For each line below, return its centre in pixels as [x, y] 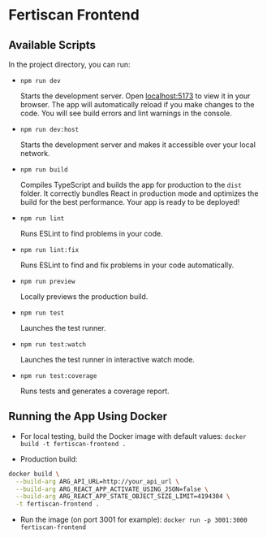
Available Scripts [52, 45]
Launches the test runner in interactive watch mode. [107, 360]
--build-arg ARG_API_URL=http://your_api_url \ [98, 481]
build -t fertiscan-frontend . [73, 444]
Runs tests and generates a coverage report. [95, 391]
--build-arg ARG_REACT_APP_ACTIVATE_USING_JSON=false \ [112, 489]
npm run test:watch [53, 345]
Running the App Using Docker [88, 417]
